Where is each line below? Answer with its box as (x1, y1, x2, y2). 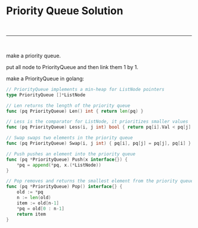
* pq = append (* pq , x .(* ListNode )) (16, 162, 101, 168)
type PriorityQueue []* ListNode (6, 92, 85, 98)
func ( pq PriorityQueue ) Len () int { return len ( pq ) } (6, 108, 144, 114)
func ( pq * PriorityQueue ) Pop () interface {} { (6, 184, 123, 190)
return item (16, 211, 46, 217)
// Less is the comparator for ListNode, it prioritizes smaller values (6, 119, 189, 125)
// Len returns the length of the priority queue (6, 102, 131, 109)
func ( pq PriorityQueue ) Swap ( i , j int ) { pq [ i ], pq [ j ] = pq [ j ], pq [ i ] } (6, 141, 192, 146)
